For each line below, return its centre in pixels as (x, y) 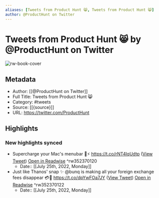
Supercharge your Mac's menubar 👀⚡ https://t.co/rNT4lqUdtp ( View (82, 153)
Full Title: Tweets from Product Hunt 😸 (52, 97)
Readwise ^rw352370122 (38, 184)
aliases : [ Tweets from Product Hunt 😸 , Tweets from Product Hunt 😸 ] (79, 10)
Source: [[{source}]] (33, 107)
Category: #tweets (31, 102)
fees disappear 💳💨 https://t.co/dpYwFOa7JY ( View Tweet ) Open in (81, 177)
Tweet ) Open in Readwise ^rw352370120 (55, 161)
